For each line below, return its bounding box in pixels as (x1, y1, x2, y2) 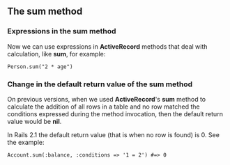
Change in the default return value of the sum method (7, 79, 193, 89)
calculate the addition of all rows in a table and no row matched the (7, 102, 200, 111)
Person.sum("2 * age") (7, 63, 73, 70)
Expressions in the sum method (7, 26, 116, 36)
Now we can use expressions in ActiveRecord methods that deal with (7, 42, 208, 51)
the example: (7, 138, 45, 146)
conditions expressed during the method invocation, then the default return (7, 109, 223, 118)
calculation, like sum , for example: (7, 49, 106, 58)
